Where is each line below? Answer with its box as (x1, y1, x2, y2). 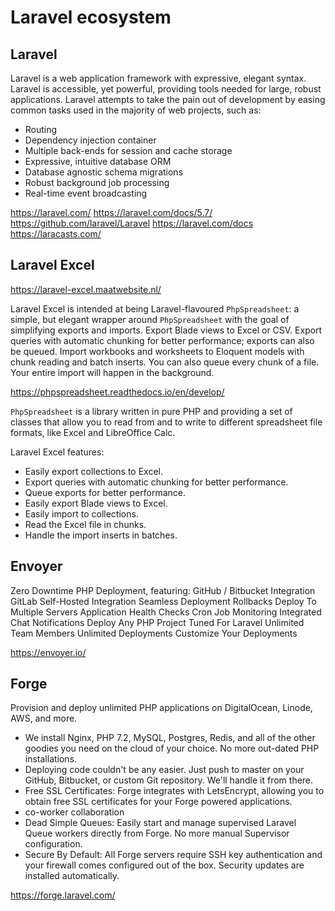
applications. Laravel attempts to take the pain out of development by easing (10, 94, 326, 105)
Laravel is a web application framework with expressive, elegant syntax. (10, 72, 307, 84)
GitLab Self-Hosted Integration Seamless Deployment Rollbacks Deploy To (10, 595, 317, 607)
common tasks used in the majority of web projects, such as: (10, 104, 262, 116)
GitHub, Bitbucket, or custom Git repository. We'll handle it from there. (24, 774, 314, 786)
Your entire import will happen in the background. (10, 366, 215, 378)
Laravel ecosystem (10, 6, 172, 29)
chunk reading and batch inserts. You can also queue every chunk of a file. (10, 356, 320, 368)
